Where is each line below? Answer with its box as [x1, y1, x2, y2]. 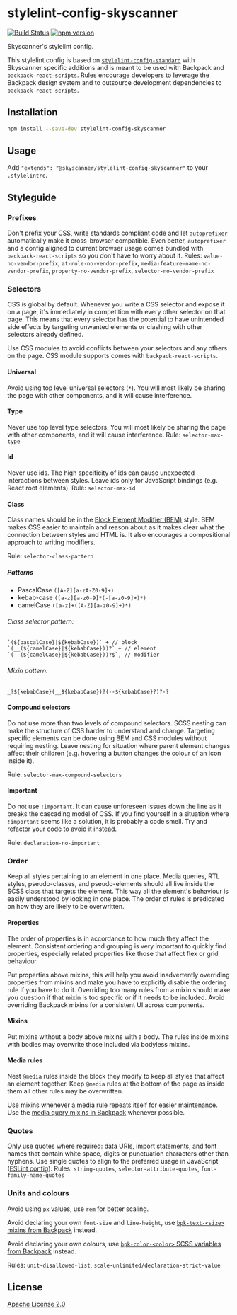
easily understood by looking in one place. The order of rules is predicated [7, 895, 225, 903]
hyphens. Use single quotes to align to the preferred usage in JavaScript [7, 1157, 219, 1166]
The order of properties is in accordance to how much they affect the [7, 934, 209, 943]
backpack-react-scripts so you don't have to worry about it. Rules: [7, 251, 202, 260]
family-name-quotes [7, 1172, 65, 1179]
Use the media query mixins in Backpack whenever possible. [7, 1108, 185, 1116]
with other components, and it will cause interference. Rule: [7, 430, 181, 439]
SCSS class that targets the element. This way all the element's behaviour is [7, 887, 229, 896]
